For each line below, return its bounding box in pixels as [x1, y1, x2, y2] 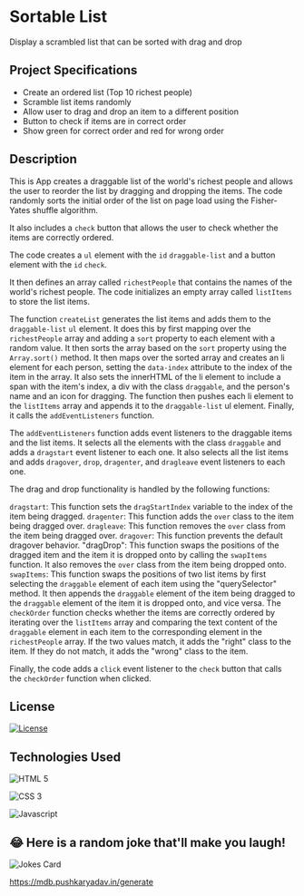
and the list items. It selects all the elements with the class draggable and [9, 437, 281, 448]
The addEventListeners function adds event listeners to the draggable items [9, 427, 293, 438]
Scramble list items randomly [22, 96, 132, 107]
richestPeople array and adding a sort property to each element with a [9, 333, 275, 344]
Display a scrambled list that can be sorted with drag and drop [9, 36, 242, 47]
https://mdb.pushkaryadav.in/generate [9, 877, 154, 887]
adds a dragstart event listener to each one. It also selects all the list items [9, 446, 289, 457]
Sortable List [9, 6, 108, 27]
